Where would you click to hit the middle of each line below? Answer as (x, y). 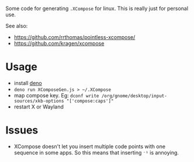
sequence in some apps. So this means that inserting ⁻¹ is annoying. (96, 152)
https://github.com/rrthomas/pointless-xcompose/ (75, 37)
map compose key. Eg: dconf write (56, 95)
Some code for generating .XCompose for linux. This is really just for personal (97, 8)
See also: (17, 26)
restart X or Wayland (39, 107)
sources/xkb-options (39, 101)
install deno (28, 83)
